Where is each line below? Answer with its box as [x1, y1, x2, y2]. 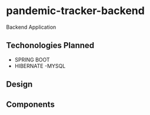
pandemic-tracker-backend [6, 4, 145, 18]
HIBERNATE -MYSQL [14, 62, 66, 69]
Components [6, 99, 55, 109]
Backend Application [6, 23, 56, 31]
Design [6, 79, 33, 89]
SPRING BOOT [14, 56, 50, 63]
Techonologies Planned [6, 40, 95, 50]
